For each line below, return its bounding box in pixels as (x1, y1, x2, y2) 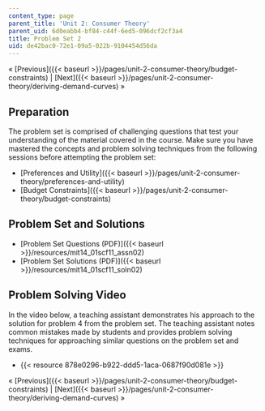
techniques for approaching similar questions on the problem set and (8, 336, 239, 345)
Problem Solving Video (8, 289, 127, 302)
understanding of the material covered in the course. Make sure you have (8, 135, 254, 144)
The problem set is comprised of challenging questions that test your (8, 126, 239, 136)
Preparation (8, 105, 70, 118)
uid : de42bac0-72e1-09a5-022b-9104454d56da (8, 42, 158, 50)
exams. (8, 344, 33, 353)
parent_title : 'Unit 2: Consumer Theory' (8, 19, 151, 28)
